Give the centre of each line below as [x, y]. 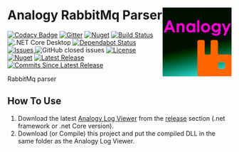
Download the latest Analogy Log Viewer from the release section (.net [121, 118]
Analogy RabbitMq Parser [85, 15]
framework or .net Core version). [65, 126]
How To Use [34, 101]
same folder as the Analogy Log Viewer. [76, 141]
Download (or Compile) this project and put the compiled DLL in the [116, 133]
